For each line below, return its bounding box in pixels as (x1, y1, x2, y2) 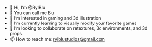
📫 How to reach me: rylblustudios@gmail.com (9, 36, 105, 42)
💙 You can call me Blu (9, 10, 54, 16)
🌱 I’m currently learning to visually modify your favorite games (9, 20, 137, 26)
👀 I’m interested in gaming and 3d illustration (9, 15, 101, 21)
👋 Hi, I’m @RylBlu (9, 5, 46, 10)
